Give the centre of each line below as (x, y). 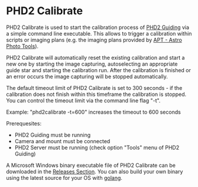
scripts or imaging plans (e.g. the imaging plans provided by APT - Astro (94, 40)
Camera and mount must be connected (62, 141)
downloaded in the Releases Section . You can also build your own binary (95, 171)
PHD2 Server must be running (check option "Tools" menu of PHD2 (97, 147)
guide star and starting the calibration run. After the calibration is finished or (98, 70)
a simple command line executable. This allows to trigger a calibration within (99, 33)
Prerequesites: (24, 123)
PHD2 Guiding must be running (53, 135)
